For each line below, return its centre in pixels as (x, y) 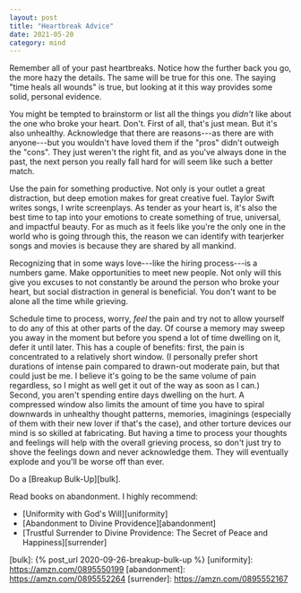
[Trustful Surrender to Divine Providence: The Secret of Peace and (145, 533)
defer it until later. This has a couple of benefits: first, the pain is (127, 347)
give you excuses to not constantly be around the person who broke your (144, 283)
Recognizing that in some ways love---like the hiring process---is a (133, 263)
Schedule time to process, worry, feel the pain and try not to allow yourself (147, 318)
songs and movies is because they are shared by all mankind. (123, 246)
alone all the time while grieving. (69, 301)
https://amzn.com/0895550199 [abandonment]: (97, 570)
